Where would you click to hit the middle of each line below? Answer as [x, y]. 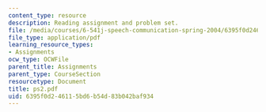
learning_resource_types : [51, 45]
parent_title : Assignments [53, 67]
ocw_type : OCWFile [38, 60]
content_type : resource [47, 15]
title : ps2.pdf [33, 89]
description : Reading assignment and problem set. [93, 23]
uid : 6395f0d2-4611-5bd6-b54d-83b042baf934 [81, 96]
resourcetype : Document [47, 81]
